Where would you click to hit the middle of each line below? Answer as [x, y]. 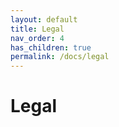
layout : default [44, 19]
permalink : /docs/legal [60, 57]
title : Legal [37, 29]
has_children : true [51, 47]
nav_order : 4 [37, 38]
